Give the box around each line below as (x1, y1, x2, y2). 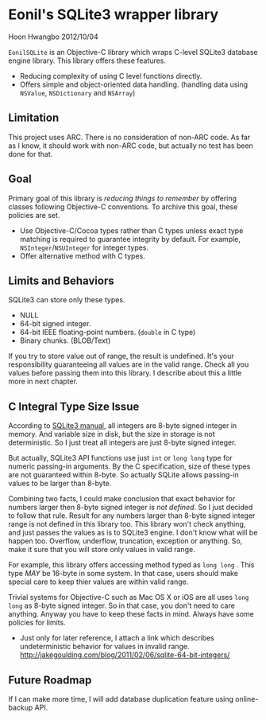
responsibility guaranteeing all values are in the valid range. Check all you (8, 360, 249, 369)
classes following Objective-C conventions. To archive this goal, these (8, 201, 238, 212)
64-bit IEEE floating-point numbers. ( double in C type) (19, 328, 196, 337)
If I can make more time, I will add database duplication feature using (8, 695, 234, 703)
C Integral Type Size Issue (8, 399, 140, 413)
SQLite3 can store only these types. (8, 295, 125, 305)
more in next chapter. (8, 376, 78, 387)
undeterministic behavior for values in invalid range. (19, 642, 190, 652)
